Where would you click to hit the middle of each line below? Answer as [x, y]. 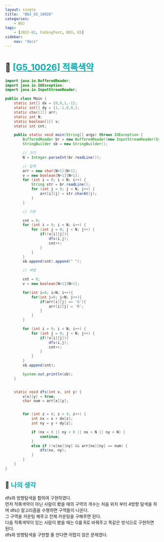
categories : [17, 19]
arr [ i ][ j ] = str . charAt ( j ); [68, 194]
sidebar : [14, 37]
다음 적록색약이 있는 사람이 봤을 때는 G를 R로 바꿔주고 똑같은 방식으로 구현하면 [80, 522]
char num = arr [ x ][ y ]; [46, 401]
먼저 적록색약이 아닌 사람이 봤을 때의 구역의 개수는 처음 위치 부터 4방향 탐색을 [79, 504]
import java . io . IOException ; [35, 85]
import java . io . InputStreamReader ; [41, 90]
